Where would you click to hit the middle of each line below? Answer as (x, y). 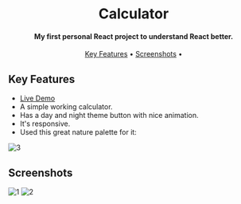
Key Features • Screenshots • (134, 54)
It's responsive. (45, 124)
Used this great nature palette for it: (78, 132)
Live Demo (37, 98)
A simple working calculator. (66, 107)
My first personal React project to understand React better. (134, 36)
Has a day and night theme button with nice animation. (109, 116)
